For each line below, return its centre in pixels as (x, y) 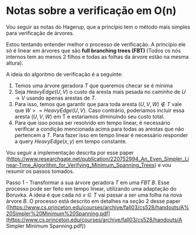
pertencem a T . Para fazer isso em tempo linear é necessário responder (101, 135)
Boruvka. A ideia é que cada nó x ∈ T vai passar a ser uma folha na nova (94, 195)
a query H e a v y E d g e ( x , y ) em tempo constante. (71, 141)
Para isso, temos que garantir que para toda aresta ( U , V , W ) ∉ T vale (98, 104)
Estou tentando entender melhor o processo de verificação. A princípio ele (96, 44)
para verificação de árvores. (40, 33)
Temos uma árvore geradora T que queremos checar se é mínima (94, 85)
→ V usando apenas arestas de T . (55, 98)
